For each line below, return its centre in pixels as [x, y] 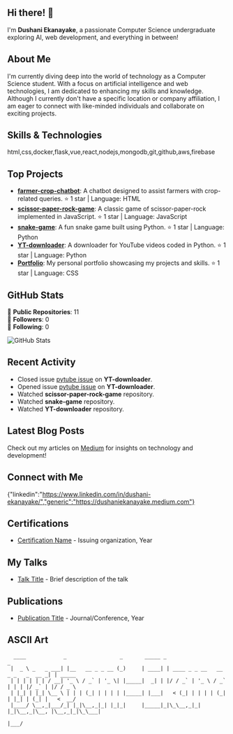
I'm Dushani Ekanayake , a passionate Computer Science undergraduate [111, 29]
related [28, 199]
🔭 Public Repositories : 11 [43, 312]
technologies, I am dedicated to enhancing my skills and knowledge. [105, 91]
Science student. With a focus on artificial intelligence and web [98, 83]
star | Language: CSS [48, 273]
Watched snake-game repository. [66, 401]
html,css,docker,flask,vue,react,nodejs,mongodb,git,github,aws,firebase [111, 152]
